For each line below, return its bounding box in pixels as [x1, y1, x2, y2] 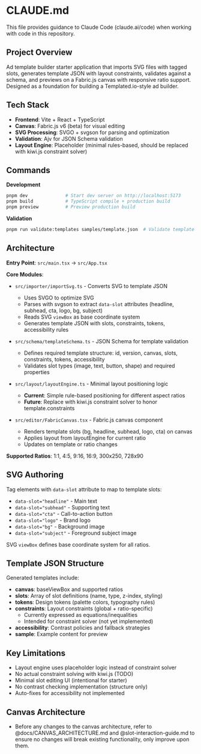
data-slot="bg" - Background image [14, 523, 105, 530]
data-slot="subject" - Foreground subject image [14, 529, 137, 536]
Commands [6, 165, 51, 175]
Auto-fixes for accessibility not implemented [14, 690, 125, 697]
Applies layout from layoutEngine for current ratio [23, 434, 146, 441]
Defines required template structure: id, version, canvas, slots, [23, 349, 178, 357]
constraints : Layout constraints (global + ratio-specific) [14, 605, 153, 612]
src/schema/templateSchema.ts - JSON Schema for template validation [14, 337, 189, 345]
